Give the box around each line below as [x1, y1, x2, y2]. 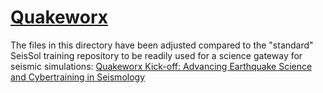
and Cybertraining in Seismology [10, 71, 146, 83]
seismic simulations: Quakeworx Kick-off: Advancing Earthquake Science [10, 60, 313, 72]
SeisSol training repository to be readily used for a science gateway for [10, 49, 303, 61]
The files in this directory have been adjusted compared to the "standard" [10, 39, 314, 51]
